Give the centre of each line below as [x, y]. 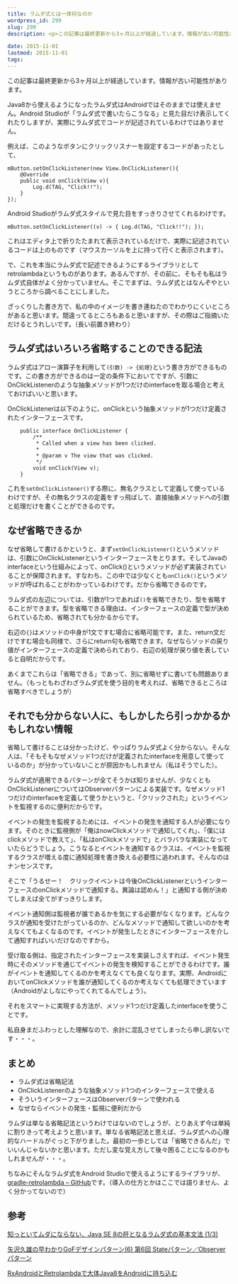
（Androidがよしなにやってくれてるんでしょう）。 [79, 991]
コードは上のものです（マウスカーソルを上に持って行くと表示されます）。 [120, 249]
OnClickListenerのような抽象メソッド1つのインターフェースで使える [116, 1091]
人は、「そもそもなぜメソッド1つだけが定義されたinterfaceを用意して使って [116, 756]
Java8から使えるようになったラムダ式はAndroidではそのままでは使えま [111, 104]
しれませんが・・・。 [38, 1159]
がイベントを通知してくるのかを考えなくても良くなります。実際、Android [114, 973]
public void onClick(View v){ [65, 181]
